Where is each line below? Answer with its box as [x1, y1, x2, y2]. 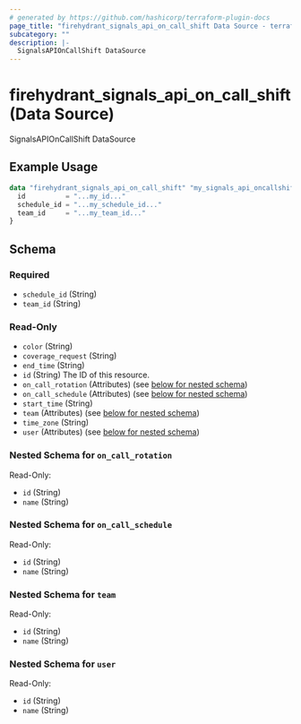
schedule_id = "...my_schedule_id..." [17, 200, 163, 209]
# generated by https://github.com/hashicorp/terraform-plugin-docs [9, 13, 271, 22]
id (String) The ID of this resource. [21, 369, 150, 381]
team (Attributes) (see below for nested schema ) [21, 408, 200, 418]
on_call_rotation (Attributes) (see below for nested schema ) [21, 379, 248, 390]
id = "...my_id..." [17, 192, 126, 201]
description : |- [9, 38, 70, 47]
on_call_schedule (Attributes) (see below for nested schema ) [21, 389, 248, 400]
